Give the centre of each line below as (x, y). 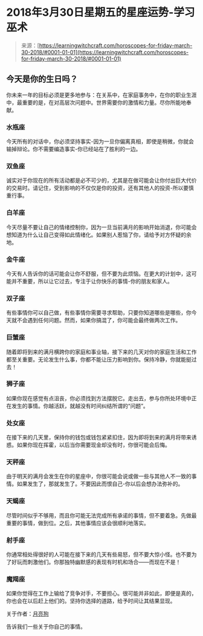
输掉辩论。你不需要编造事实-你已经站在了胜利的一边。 (74, 149)
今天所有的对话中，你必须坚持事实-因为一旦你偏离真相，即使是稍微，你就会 (100, 141)
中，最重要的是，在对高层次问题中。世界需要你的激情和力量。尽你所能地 (96, 102)
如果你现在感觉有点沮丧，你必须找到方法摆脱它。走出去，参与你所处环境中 (99, 398)
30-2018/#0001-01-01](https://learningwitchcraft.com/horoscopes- (105, 52)
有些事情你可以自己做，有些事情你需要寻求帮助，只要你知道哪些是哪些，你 (99, 313)
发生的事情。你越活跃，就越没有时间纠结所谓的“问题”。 (80, 406)
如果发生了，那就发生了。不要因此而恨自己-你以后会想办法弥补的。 (100, 484)
